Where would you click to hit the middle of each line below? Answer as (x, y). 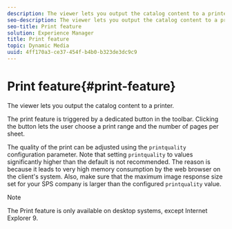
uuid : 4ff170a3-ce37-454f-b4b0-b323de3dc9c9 (72, 53)
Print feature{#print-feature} (91, 86)
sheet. (16, 134)
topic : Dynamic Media (38, 46)
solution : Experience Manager (51, 33)
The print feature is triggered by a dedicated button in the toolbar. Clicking (113, 119)
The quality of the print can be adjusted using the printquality (97, 147)
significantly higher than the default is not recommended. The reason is (109, 162)
